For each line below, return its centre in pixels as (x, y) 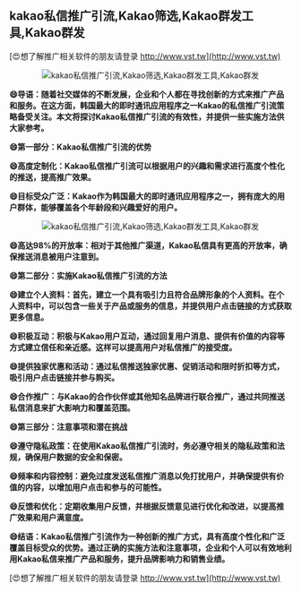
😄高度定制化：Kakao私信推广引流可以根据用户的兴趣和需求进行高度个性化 (147, 166)
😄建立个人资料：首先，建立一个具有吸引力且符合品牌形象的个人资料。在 (143, 295)
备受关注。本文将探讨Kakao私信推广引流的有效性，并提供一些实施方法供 (150, 116)
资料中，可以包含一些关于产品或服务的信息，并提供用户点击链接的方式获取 (154, 305)
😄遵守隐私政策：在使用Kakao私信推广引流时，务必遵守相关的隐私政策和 (143, 445)
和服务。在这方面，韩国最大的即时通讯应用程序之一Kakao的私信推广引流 (143, 105)
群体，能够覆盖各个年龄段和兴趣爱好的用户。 (99, 207)
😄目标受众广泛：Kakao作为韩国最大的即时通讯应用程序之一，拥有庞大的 (143, 196)
